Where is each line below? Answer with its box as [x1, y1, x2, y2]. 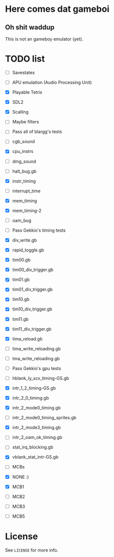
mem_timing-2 [12, 208, 42, 214]
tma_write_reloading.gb [12, 355, 60, 361]
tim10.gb [12, 296, 29, 302]
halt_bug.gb [12, 168, 37, 174]
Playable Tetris [12, 90, 43, 95]
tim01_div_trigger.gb [12, 286, 53, 292]
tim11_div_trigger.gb [12, 326, 52, 332]
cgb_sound [12, 139, 35, 145]
